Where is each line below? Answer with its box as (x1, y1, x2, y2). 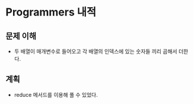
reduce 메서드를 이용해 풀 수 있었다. (14, 91, 98, 98)
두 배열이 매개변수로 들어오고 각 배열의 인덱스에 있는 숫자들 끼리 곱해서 (14, 48, 177, 55)
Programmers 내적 (5, 5, 97, 19)
